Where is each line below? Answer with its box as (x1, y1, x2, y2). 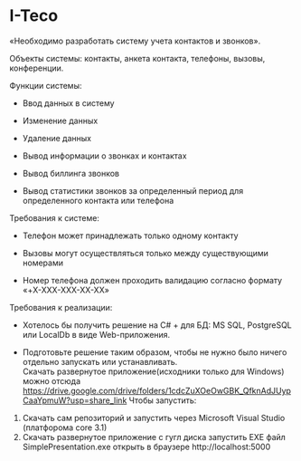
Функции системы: (9, 80, 82, 91)
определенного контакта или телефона (22, 195, 174, 206)
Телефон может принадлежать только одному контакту (22, 230, 239, 241)
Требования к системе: (9, 212, 99, 223)
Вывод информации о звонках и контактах (22, 150, 187, 161)
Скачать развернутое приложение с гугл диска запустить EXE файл (22, 431, 287, 442)
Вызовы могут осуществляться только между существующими (22, 247, 269, 258)
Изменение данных (22, 115, 99, 126)
